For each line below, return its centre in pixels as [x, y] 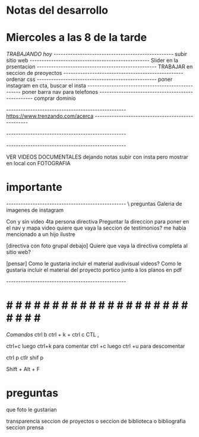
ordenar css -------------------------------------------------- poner [89, 79]
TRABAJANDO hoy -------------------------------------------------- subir [97, 54]
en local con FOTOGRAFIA [38, 164]
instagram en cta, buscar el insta [46, 86]
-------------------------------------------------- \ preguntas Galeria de [94, 204]
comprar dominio [55, 98]
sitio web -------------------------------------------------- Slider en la [92, 61]
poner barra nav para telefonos [60, 92]
